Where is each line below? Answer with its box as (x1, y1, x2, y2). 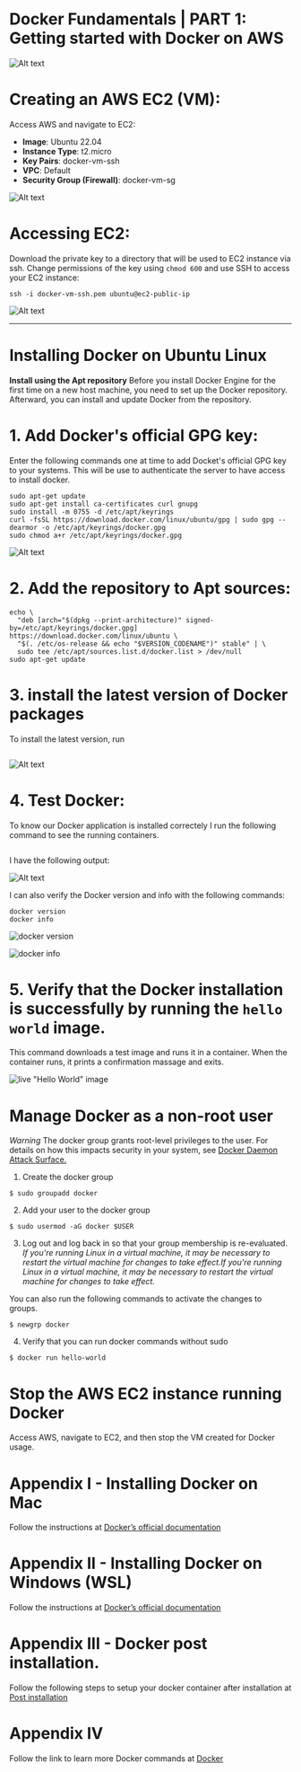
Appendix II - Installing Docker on (9, 1554, 262, 1574)
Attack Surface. (9, 1154, 67, 1165)
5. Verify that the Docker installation (9, 979, 284, 1000)
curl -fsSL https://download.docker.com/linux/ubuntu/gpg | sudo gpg (9, 515, 275, 525)
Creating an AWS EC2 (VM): (9, 90, 221, 110)
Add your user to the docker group (21, 1204, 150, 1216)
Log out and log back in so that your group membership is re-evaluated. (21, 1238, 288, 1248)
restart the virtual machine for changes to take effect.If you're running (21, 1257, 282, 1268)
